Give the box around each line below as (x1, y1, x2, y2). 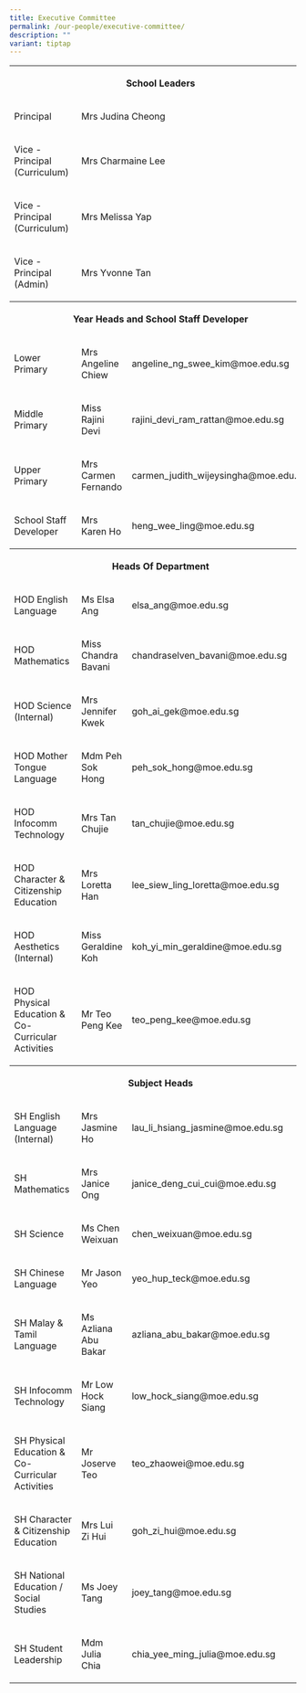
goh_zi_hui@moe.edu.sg (131, 1525, 237, 1538)
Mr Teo (81, 1008, 112, 1021)
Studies (14, 1603, 47, 1616)
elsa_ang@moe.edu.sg (131, 599, 229, 612)
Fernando (81, 481, 123, 493)
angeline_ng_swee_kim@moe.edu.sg (131, 357, 290, 370)
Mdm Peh (81, 750, 123, 763)
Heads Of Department (112, 560, 209, 573)
